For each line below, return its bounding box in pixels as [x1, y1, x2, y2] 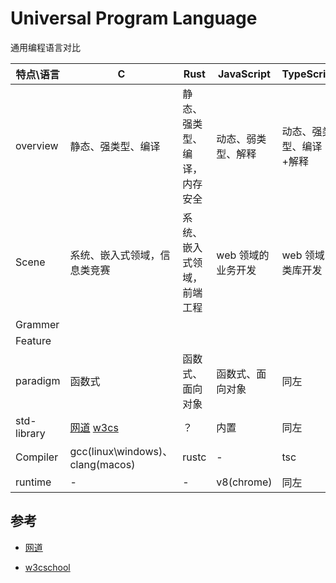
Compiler [15, 450, 59, 464]
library [15, 426, 46, 440]
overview [15, 138, 59, 152]
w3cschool [24, 561, 71, 573]
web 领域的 [216, 248, 270, 262]
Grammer [15, 317, 60, 331]
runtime [15, 475, 52, 489]
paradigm [15, 373, 61, 387]
